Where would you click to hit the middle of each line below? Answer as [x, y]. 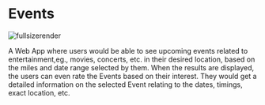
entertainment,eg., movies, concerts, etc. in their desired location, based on [132, 59]
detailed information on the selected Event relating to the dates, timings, [125, 84]
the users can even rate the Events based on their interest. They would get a [132, 76]
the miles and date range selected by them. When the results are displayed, [131, 67]
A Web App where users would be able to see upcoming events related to [128, 51]
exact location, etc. [39, 92]
